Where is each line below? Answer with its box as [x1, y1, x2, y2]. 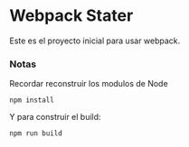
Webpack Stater [9, 5, 134, 26]
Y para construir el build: [9, 112, 101, 123]
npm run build [9, 129, 63, 138]
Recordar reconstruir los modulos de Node [9, 78, 169, 89]
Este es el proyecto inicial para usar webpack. [9, 35, 181, 46]
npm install [9, 96, 54, 105]
